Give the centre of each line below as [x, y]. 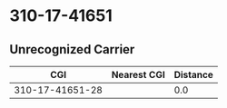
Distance [193, 75]
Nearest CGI [138, 75]
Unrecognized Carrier [72, 49]
